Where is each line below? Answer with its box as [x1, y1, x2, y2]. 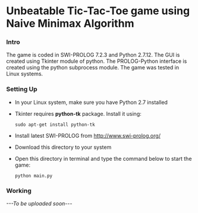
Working [6, 186, 32, 195]
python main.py [14, 173, 53, 179]
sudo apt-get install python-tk [14, 122, 95, 128]
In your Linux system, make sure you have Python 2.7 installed [14, 98, 168, 106]
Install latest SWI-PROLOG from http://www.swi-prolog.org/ [14, 132, 161, 139]
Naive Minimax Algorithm [6, 17, 134, 30]
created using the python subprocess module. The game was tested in [6, 64, 180, 71]
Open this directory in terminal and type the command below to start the [14, 155, 192, 162]
